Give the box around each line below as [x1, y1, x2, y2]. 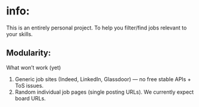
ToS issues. [14, 82, 44, 89]
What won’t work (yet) [6, 64, 61, 71]
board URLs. [14, 94, 46, 102]
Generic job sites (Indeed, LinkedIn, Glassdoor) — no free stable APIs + [14, 75, 191, 82]
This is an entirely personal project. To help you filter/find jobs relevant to [6, 24, 187, 31]
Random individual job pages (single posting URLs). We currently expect [14, 88, 194, 96]
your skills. [6, 30, 33, 37]
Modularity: [6, 48, 51, 58]
